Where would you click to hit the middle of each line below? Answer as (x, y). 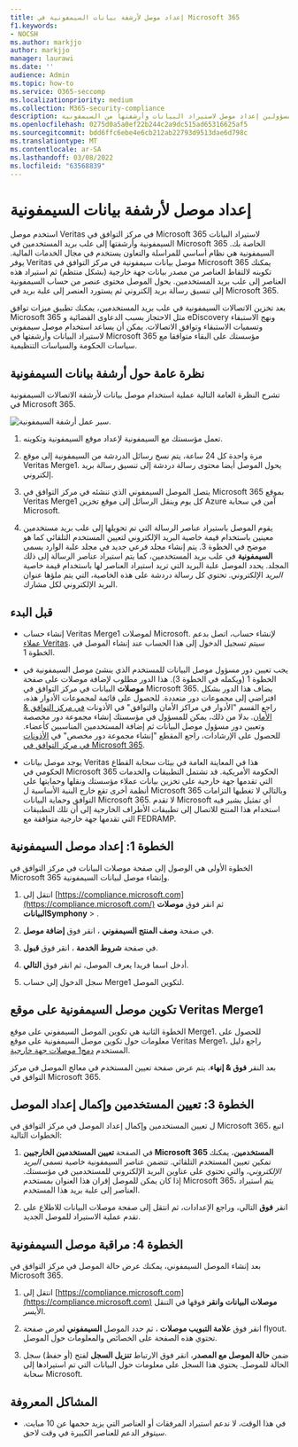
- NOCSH (24, 34)
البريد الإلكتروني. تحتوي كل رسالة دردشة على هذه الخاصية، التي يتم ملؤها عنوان (153, 575)
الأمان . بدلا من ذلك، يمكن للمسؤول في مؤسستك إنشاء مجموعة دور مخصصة (147, 716)
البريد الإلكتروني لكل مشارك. (70, 584)
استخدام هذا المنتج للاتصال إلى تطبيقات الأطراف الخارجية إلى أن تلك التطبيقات (152, 809)
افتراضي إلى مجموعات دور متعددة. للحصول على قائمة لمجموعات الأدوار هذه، (149, 698)
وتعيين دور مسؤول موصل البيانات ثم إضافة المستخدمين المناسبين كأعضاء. (144, 726)
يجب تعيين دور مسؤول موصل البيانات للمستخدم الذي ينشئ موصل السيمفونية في (155, 669)
